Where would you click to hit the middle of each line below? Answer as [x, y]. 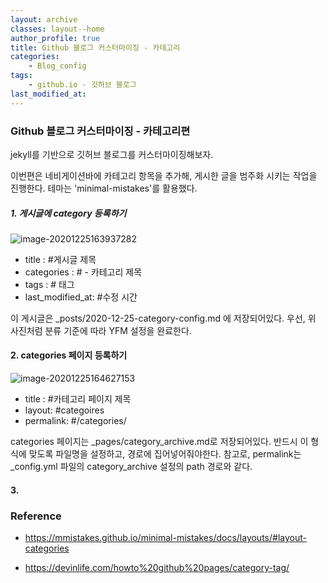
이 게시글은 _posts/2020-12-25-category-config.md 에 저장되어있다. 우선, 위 [163, 318]
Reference [36, 516]
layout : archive [44, 19]
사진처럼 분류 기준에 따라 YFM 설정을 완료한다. [101, 330]
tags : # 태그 [49, 284]
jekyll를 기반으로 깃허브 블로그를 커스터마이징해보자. [112, 154]
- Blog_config [57, 66]
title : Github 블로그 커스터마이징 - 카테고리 [95, 47]
